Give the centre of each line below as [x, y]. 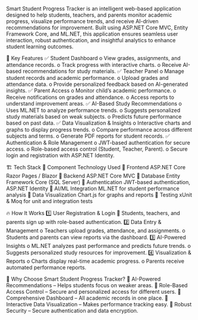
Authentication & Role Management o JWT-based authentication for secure [98, 143]
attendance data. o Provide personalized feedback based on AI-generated [97, 84]
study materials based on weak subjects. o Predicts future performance [94, 116]
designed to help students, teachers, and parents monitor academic [89, 15]
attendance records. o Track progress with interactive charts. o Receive [94, 65]
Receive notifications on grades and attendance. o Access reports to [90, 97]
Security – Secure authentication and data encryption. [72, 310]
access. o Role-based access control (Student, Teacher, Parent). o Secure [97, 149]
